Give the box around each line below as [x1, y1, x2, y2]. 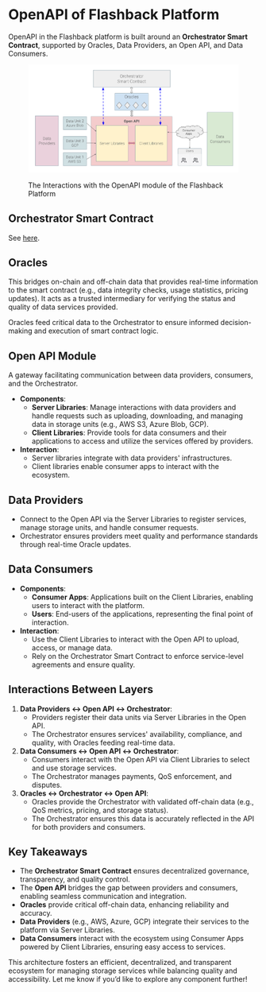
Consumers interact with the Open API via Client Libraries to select [31, 754, 250, 764]
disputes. [31, 780, 62, 789]
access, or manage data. [31, 642, 113, 653]
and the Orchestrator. [8, 379, 79, 389]
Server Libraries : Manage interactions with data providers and [31, 403, 237, 413]
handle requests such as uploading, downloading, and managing [31, 411, 244, 420]
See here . [8, 233, 40, 242]
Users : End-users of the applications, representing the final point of [31, 609, 254, 618]
